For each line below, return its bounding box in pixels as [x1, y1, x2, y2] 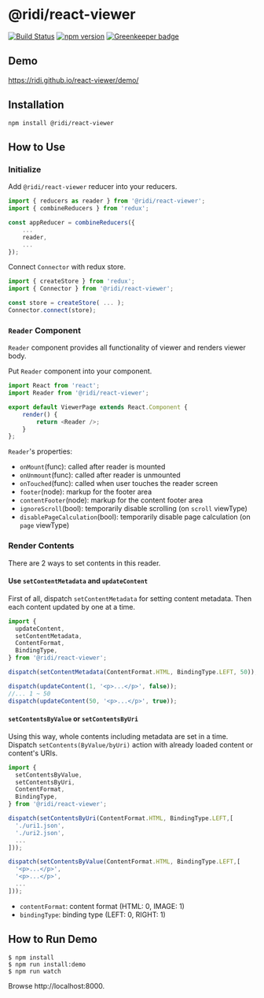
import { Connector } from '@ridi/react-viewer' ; [8, 285, 174, 293]
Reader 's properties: [8, 447, 73, 456]
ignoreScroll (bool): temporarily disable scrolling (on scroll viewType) [19, 504, 247, 514]
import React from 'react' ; [8, 382, 101, 390]
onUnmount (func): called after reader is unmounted [19, 470, 181, 480]
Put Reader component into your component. [8, 366, 152, 376]
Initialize [8, 164, 42, 175]
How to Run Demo [8, 933, 98, 946]
